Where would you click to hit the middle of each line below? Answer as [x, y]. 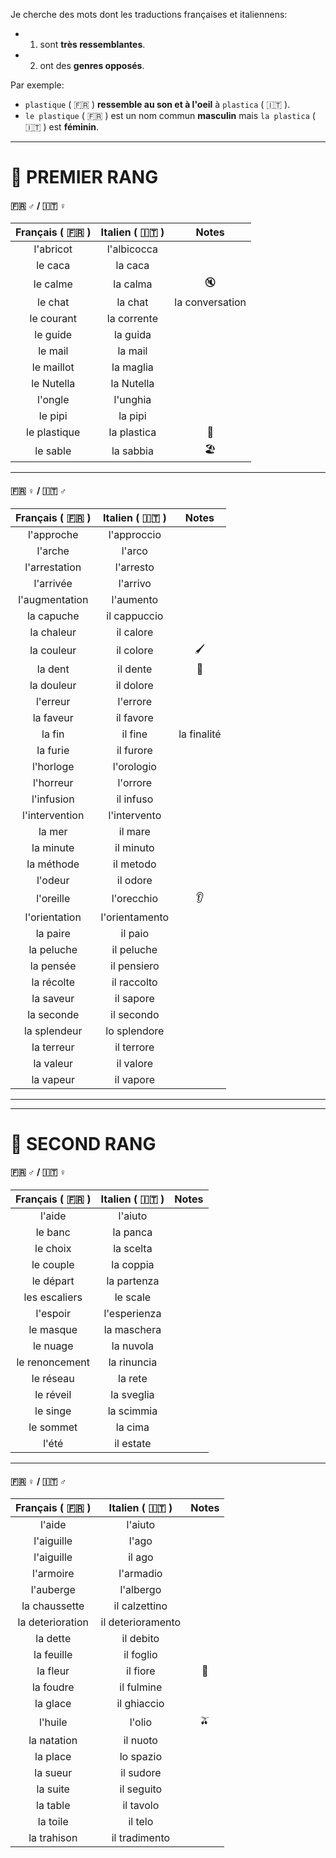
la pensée [53, 966]
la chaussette [53, 1606]
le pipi [53, 416]
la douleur [53, 685]
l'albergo [140, 1590]
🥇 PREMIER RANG [84, 177]
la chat [132, 302]
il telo [141, 1822]
